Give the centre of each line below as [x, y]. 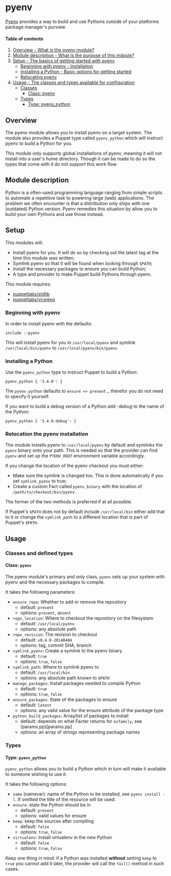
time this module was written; [44, 258]
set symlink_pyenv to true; [40, 481]
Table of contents [24, 39]
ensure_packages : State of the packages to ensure [65, 699]
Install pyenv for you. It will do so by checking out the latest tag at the [86, 252]
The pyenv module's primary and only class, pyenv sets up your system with [85, 576]
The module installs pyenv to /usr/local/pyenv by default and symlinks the [84, 445]
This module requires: [28, 284]
